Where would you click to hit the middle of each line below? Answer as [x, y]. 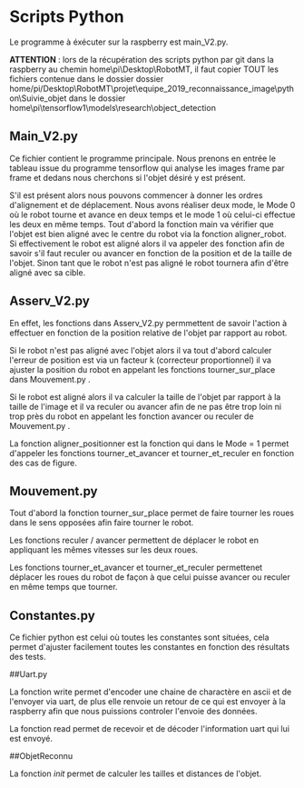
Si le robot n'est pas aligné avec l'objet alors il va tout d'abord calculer [141, 350]
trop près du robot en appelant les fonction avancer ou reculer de [132, 416]
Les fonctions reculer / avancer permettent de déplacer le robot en [134, 540]
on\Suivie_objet [38, 98]
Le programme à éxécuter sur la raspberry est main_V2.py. [119, 42]
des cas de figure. [43, 463]
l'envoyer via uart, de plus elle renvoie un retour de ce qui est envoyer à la [147, 702]
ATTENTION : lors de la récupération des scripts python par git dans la [142, 59]
